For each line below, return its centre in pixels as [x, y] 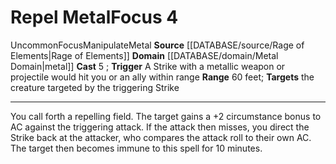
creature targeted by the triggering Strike [95, 87]
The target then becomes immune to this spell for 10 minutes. [136, 148]
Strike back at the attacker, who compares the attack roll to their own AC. [161, 137]
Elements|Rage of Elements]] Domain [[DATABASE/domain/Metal [144, 55]
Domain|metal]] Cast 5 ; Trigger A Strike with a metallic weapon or [148, 66]
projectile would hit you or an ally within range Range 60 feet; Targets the [162, 77]
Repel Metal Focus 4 [94, 17]
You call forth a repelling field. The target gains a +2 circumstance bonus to [166, 116]
